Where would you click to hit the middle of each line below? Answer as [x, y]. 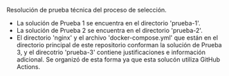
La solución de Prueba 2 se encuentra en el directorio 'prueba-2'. [110, 30]
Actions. [28, 67]
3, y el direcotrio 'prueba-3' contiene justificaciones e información [111, 52]
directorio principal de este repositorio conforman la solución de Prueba [119, 45]
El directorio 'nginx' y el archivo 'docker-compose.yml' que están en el [117, 38]
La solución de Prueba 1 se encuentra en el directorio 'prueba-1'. [108, 23]
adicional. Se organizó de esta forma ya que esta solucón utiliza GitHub [118, 60]
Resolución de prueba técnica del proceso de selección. [86, 10]
